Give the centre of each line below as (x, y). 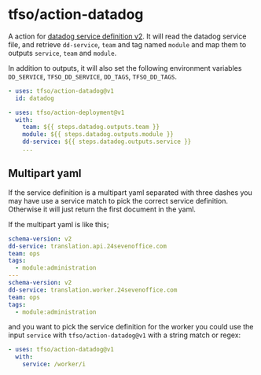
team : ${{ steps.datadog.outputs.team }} (91, 127)
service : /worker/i (54, 364)
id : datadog (35, 98)
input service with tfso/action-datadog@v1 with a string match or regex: (125, 335)
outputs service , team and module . (62, 53)
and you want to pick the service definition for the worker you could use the (131, 327)
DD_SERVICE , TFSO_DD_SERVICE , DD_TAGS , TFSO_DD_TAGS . (93, 76)
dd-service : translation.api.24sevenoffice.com (88, 246)
